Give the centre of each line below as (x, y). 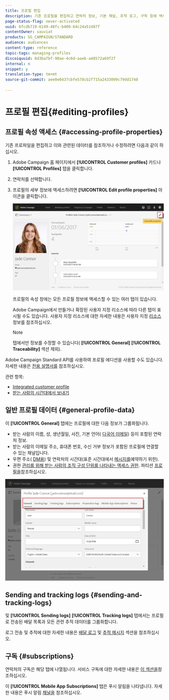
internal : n (18, 64)
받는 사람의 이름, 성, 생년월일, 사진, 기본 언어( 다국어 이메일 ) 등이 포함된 (82, 434)
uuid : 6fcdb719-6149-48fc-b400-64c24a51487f (53, 27)
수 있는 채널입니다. (31, 452)
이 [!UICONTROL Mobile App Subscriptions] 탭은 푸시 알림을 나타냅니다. (79, 686)
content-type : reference (31, 48)
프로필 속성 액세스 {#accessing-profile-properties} (84, 132)
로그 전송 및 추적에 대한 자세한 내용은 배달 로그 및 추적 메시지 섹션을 (71, 633)
